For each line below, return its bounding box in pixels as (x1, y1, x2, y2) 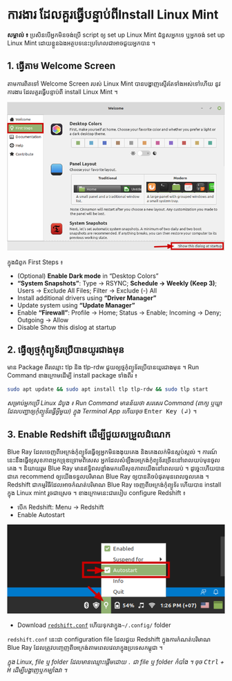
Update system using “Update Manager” (17, 301, 135, 309)
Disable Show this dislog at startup (17, 323, 116, 331)
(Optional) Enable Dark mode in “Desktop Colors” (17, 272, 159, 280)
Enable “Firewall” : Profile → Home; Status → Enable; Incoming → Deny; (17, 308, 222, 317)
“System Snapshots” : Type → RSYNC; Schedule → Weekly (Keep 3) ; (17, 279, 217, 287)
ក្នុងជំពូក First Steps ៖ (7, 258, 64, 266)
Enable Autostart (17, 511, 66, 519)
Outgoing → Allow (17, 315, 69, 324)
